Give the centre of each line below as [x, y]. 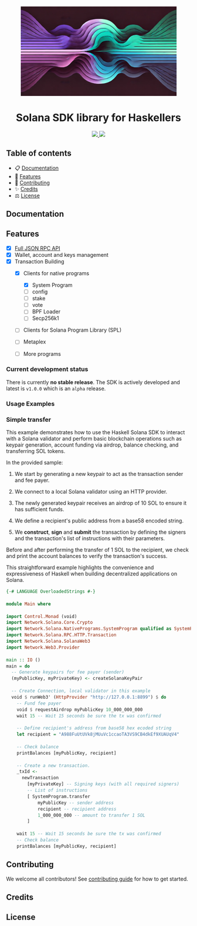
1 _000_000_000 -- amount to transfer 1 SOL [91, 815]
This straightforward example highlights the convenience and [80, 568]
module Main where [28, 604]
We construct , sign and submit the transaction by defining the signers [100, 532]
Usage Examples [30, 404]
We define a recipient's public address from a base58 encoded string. [99, 521]
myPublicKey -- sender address [76, 803]
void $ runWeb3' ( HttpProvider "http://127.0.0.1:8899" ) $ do [89, 697]
